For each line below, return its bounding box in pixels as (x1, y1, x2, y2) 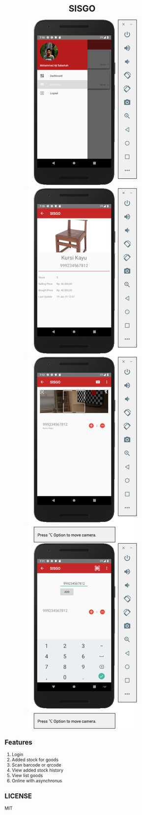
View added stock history (11, 767, 63, 773)
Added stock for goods (11, 757, 58, 763)
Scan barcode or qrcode (11, 762, 61, 768)
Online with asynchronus (11, 777, 62, 783)
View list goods (11, 772, 43, 778)
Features (4, 738, 32, 747)
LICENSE (4, 792, 32, 801)
